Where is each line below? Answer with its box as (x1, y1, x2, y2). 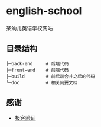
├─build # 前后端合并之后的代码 (6, 73, 96, 80)
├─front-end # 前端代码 (6, 67, 69, 73)
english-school (6, 4, 82, 18)
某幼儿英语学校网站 (6, 24, 53, 31)
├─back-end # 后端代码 (6, 61, 69, 66)
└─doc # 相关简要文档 (6, 80, 78, 85)
